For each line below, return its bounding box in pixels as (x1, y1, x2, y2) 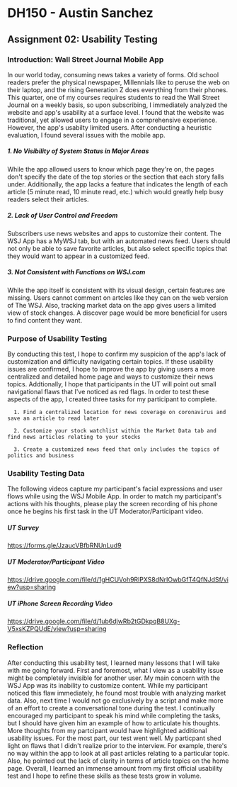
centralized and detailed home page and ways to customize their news (7, 372, 214, 381)
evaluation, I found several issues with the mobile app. (7, 130, 166, 139)
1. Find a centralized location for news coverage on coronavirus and (13, 409, 226, 416)
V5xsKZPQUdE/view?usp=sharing (7, 625, 107, 633)
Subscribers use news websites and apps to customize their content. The (7, 229, 221, 238)
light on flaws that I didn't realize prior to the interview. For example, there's (7, 741, 228, 749)
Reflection (7, 642, 44, 652)
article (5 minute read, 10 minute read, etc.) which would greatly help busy (7, 187, 224, 196)
